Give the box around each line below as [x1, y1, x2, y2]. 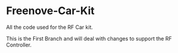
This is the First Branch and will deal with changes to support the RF [6, 35, 172, 42]
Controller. [6, 41, 32, 48]
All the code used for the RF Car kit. [6, 24, 93, 31]
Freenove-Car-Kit [6, 4, 95, 18]
